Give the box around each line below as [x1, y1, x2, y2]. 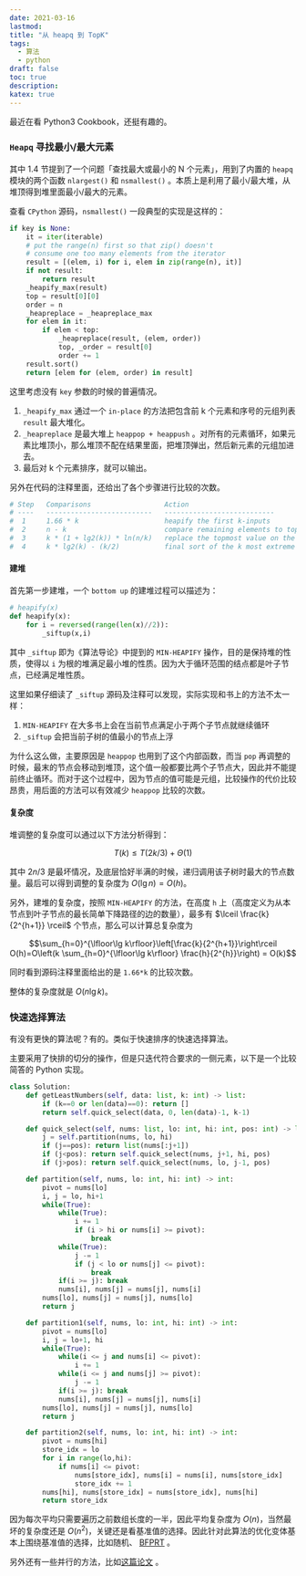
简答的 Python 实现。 [9, 1064, 89, 1075]
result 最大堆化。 [22, 416, 90, 427]
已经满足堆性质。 [25, 669, 89, 680]
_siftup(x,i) [42, 629, 92, 638]
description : [9, 81, 59, 90]
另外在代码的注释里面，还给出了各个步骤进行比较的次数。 [9, 481, 225, 493]
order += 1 [57, 350, 100, 360]
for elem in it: [25, 317, 88, 327]
